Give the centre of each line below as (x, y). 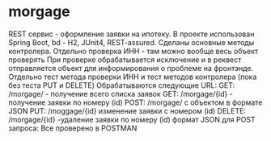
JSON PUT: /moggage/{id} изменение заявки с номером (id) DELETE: (127, 110)
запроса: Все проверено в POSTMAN (73, 128)
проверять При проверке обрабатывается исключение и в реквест (125, 60)
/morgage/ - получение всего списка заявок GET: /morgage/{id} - (121, 93)
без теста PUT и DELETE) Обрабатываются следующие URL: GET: (122, 85)
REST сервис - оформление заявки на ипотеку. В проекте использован (131, 34)
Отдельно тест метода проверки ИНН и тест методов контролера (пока (133, 77)
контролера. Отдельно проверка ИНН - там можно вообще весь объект (133, 51)
